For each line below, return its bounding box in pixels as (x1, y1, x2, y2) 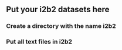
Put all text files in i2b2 (6, 38, 72, 46)
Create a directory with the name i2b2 (6, 22, 116, 30)
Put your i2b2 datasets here (6, 5, 110, 15)
